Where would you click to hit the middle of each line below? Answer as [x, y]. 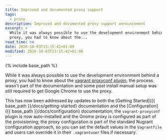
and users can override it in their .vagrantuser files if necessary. [71, 132]
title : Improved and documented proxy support [54, 10]
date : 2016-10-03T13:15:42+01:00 [40, 47]
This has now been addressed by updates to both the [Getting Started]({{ [80, 100]
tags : [11, 14]
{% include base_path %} [31, 66]
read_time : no [20, 42]
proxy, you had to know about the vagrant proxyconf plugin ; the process [79, 80]
